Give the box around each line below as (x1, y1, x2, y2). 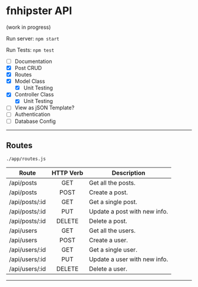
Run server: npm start (6, 35, 60, 42)
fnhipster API (6, 4, 72, 18)
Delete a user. (88, 265, 128, 273)
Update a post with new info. (88, 208, 169, 216)
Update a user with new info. (88, 255, 169, 263)
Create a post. (88, 188, 128, 196)
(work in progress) (6, 24, 51, 31)
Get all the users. (88, 226, 136, 235)
